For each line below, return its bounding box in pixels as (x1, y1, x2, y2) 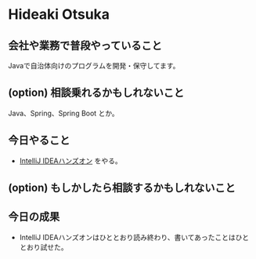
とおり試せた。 (19, 242, 68, 252)
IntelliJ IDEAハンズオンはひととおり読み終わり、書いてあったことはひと (19, 232, 249, 242)
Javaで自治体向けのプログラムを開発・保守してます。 (8, 61, 180, 70)
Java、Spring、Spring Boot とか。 (8, 108, 119, 118)
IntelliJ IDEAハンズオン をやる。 (19, 155, 123, 166)
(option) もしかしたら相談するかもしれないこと (8, 181, 236, 195)
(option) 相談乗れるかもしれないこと (8, 86, 185, 100)
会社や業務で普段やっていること (8, 38, 162, 52)
